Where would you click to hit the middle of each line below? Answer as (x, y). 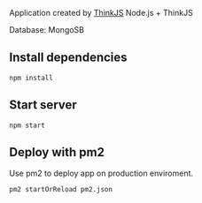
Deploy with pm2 (57, 152)
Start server (43, 105)
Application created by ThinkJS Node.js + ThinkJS (101, 13)
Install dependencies (68, 58)
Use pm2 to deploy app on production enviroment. (101, 173)
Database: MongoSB (47, 30)
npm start (27, 125)
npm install (31, 78)
